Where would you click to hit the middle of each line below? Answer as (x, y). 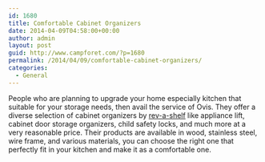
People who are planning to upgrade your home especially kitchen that (125, 98)
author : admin (32, 38)
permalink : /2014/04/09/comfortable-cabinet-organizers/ (105, 61)
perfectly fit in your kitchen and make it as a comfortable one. (110, 149)
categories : (28, 68)
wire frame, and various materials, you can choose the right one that (121, 140)
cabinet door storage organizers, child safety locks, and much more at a (127, 124)
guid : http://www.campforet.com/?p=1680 (77, 53)
